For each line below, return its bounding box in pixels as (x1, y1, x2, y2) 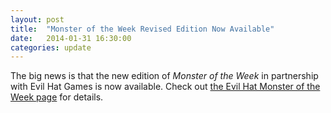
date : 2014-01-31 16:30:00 (10, 33, 132, 43)
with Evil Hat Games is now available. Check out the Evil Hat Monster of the (10, 81, 321, 93)
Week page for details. (10, 91, 104, 103)
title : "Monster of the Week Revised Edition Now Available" (10, 24, 275, 34)
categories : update (10, 42, 92, 53)
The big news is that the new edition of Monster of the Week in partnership (10, 70, 319, 82)
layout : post (10, 14, 65, 25)
